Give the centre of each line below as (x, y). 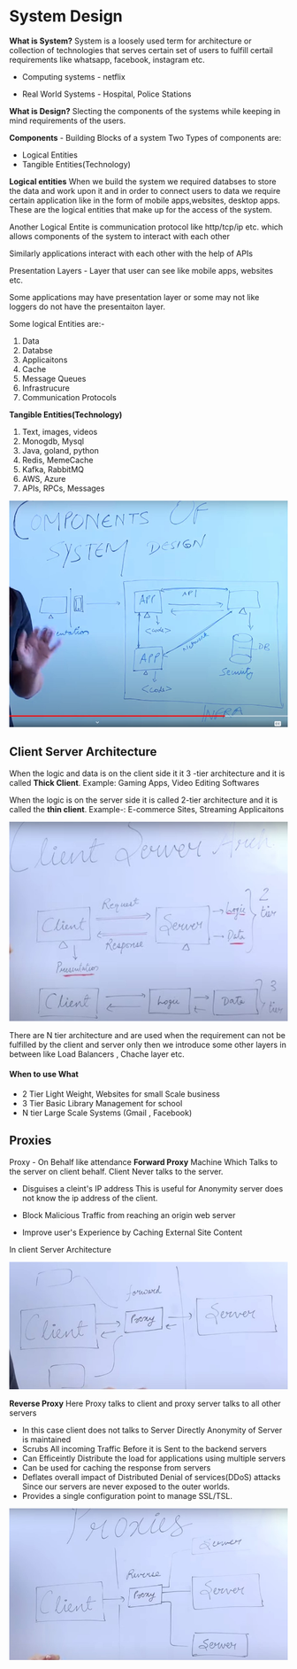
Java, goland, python (61, 450)
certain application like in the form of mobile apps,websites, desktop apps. (145, 200)
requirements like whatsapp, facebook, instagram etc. (107, 59)
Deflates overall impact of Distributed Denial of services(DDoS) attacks (151, 1477)
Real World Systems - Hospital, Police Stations (107, 94)
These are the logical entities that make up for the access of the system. (141, 209)
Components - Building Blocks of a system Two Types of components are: (145, 137)
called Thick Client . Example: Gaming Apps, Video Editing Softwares (134, 782)
